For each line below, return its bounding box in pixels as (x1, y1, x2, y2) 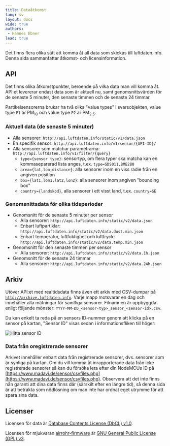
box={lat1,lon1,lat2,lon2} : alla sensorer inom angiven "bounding (20, 177, 159, 183)
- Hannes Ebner (7, 31, 40, 36)
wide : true (5, 21, 28, 27)
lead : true (5, 36, 28, 41)
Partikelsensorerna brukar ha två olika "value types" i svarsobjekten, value (5, 104, 161, 110)
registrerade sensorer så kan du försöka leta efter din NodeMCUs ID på (5, 365, 155, 371)
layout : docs (5, 17, 33, 22)
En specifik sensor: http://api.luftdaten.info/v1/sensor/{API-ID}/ (12, 140, 156, 146)
